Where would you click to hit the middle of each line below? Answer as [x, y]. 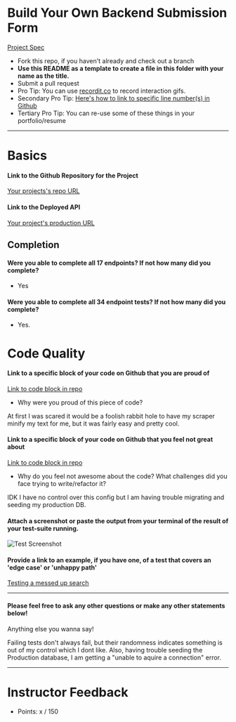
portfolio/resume [42, 120]
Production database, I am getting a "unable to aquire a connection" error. [114, 657]
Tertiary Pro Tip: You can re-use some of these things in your [106, 113]
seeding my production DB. [47, 504]
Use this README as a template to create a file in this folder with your [120, 68]
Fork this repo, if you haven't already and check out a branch [106, 60]
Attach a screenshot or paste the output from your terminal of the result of [118, 520]
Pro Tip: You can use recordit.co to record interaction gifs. [101, 91]
